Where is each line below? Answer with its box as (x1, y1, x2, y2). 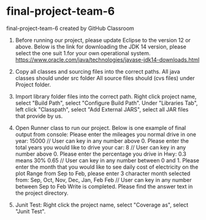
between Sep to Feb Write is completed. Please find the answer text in (15, 183, 193, 190)
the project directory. (15, 189, 69, 197)
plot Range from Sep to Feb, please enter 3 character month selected (15, 170, 191, 177)
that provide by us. (15, 112, 63, 119)
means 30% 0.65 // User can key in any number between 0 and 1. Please (15, 156, 200, 164)
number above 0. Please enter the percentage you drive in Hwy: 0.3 (15, 150, 187, 157)
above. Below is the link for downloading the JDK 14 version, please (15, 43, 187, 50)
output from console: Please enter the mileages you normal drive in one (15, 131, 196, 138)
